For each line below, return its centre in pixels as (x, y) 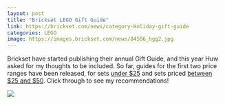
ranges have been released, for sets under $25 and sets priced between (110, 74)
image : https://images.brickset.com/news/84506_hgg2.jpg (90, 39)
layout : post (26, 13)
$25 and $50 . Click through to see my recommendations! (88, 81)
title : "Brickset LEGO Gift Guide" (58, 20)
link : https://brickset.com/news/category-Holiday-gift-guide (98, 26)
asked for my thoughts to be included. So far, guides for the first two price (112, 66)
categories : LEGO (32, 33)
